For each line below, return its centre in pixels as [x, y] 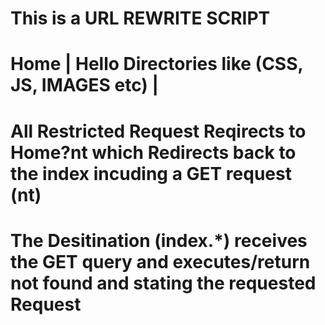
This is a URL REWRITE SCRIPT [140, 18]
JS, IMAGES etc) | [84, 85]
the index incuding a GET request [151, 173]
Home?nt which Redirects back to [153, 152]
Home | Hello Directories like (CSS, [157, 64]
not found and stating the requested [163, 283]
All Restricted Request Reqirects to [158, 131]
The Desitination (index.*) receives [159, 240]
